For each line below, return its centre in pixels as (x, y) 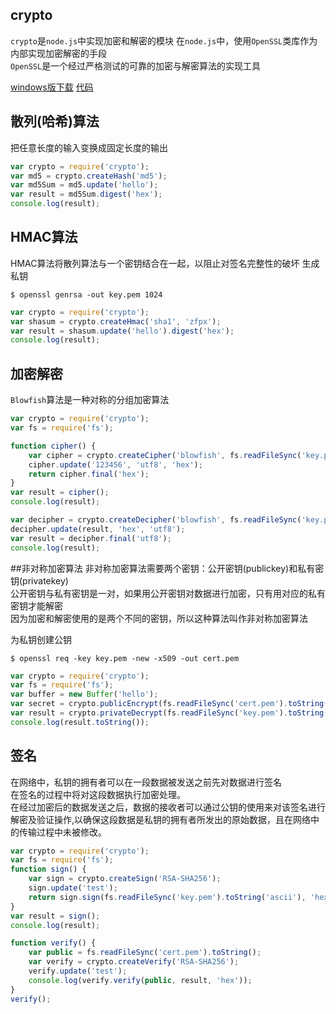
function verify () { (53, 943)
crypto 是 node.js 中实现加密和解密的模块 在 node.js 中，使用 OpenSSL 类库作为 (164, 40)
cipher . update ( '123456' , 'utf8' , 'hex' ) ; (115, 464)
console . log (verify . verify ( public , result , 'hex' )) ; (140, 980)
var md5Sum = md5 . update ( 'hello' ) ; (84, 185)
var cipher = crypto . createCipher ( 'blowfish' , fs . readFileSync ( (165, 455)
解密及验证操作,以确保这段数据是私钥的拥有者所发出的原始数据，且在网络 (161, 819)
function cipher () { (53, 446)
